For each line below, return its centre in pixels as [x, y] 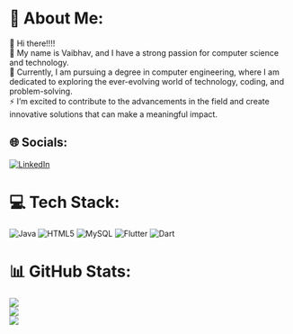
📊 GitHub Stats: [71, 271]
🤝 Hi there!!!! [32, 43]
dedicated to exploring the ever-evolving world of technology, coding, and [147, 81]
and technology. [39, 62]
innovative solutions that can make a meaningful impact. [114, 114]
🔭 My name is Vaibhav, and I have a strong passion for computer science [144, 52]
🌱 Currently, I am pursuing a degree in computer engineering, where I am [145, 72]
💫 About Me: [57, 18]
